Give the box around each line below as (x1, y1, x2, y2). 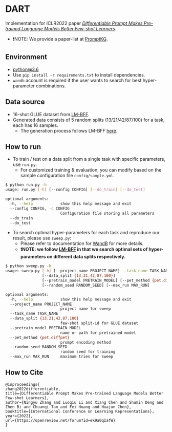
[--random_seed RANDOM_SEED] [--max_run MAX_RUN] (41, 283, 150, 288)
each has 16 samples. (12, 122, 59, 128)
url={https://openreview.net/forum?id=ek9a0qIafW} (5, 418, 116, 423)
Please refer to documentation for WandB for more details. (20, 240, 144, 247)
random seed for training (60, 349, 116, 354)
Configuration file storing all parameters (60, 211, 155, 216)
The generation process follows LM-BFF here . (20, 127, 118, 134)
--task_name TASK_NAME (10, 311, 58, 316)
